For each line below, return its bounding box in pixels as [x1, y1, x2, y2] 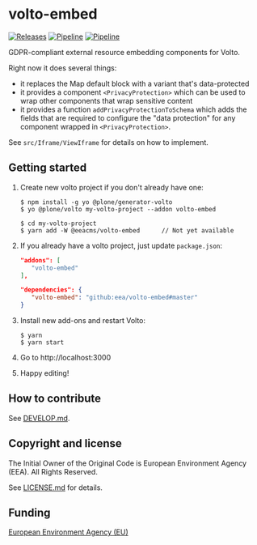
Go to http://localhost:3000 [19, 353, 112, 362]
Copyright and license [8, 436, 123, 450]
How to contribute [8, 392, 102, 406]
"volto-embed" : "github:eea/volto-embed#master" [31, 293, 198, 302]
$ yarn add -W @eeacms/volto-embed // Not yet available [19, 226, 234, 235]
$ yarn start [19, 338, 65, 347]
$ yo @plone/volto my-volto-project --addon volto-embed [19, 205, 217, 213]
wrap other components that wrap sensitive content [19, 96, 193, 105]
